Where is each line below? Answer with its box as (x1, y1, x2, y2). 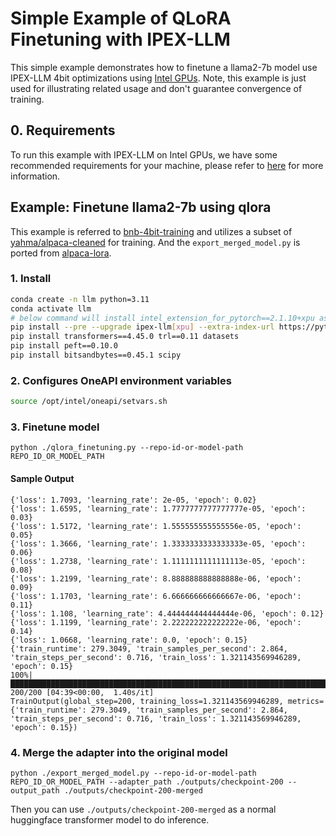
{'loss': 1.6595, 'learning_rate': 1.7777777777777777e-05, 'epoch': (10, 503, 307, 514)
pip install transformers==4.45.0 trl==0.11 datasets (10, 332, 240, 342)
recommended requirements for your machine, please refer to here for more (10, 159, 324, 171)
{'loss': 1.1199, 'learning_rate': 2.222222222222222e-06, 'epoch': (10, 617, 302, 627)
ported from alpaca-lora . (10, 247, 112, 259)
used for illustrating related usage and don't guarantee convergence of (10, 82, 303, 94)
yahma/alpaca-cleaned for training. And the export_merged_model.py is (10, 236, 301, 248)
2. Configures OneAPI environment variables (10, 373, 232, 387)
